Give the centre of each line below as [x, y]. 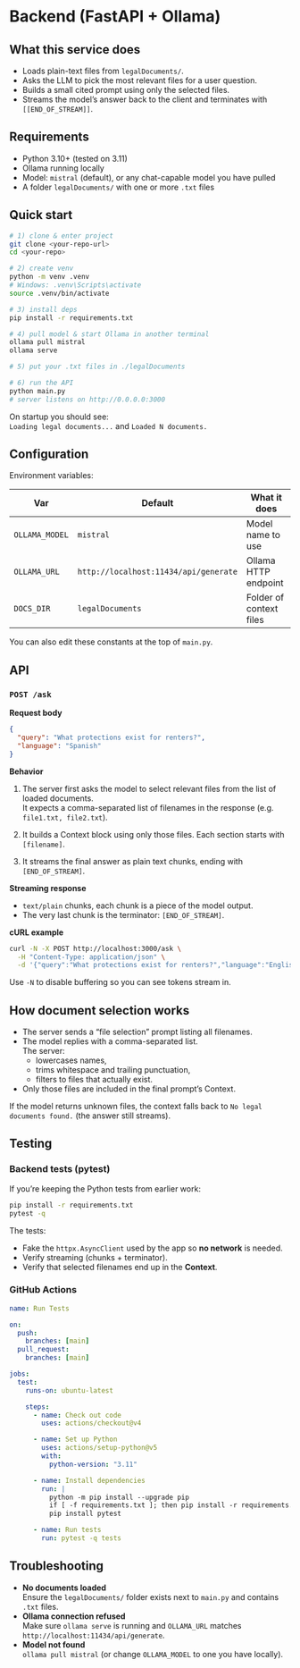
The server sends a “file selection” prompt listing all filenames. [137, 1032]
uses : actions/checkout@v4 [92, 1423]
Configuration [49, 455]
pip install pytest [85, 1514]
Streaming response [48, 888]
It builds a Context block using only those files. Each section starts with [153, 834]
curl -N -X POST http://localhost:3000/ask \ [95, 948]
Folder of [265, 598]
